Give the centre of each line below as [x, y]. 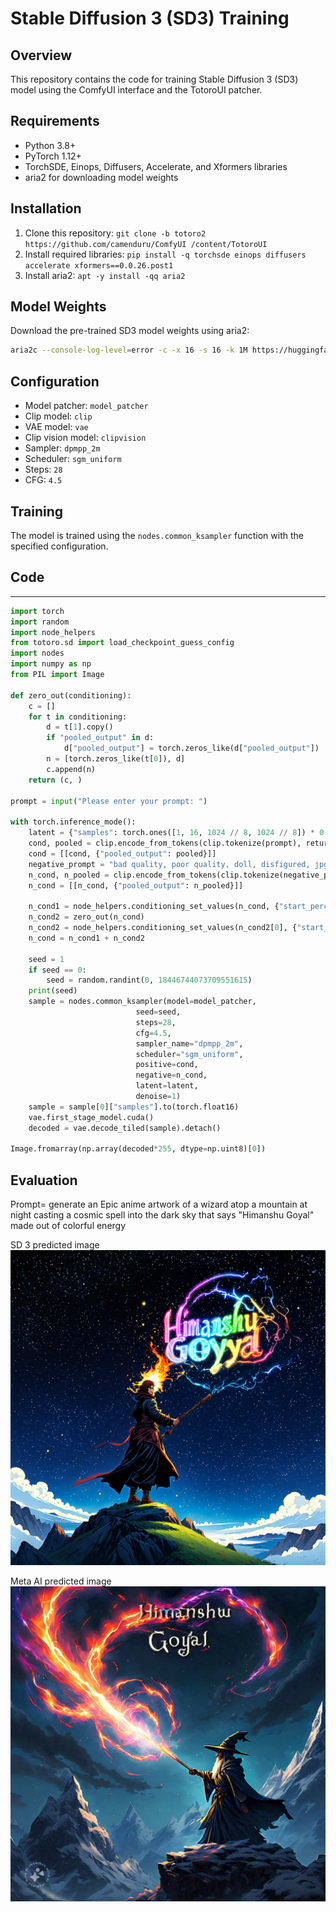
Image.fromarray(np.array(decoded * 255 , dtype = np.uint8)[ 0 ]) [138, 1149]
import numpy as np [51, 664]
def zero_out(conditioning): [71, 695]
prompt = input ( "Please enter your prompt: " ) [109, 801]
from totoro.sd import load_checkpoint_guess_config [122, 643]
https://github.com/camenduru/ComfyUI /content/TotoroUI [146, 244]
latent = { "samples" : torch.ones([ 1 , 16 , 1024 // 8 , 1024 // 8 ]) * [172, 833]
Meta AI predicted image [61, 1581]
